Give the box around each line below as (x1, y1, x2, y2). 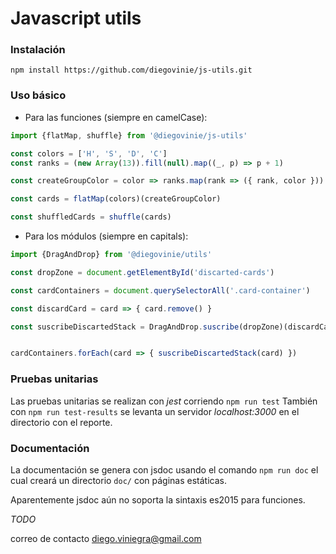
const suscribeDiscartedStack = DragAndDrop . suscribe (10, 322, 240, 332)
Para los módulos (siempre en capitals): (24, 230, 189, 242)
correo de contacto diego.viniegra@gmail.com (10, 532, 202, 544)
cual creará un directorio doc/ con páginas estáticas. (10, 474, 227, 486)
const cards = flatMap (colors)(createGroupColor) (10, 194, 222, 204)
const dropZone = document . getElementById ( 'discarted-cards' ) (10, 267, 275, 277)
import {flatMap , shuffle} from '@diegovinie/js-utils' (10, 130, 248, 141)
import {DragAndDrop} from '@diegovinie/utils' (10, 250, 213, 260)
